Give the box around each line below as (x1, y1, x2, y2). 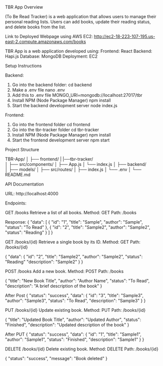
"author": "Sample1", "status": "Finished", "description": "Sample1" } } (5, 337, 145, 342)
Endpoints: (5, 200, 27, 206)
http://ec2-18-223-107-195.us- (94, 34, 156, 39)
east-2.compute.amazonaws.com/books (5, 39, 86, 45)
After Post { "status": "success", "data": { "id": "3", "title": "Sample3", (5, 293, 144, 298)
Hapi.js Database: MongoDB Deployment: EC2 (5, 53, 98, 59)
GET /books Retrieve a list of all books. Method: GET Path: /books (5, 210, 137, 215)
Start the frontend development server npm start (12, 137, 110, 143)
